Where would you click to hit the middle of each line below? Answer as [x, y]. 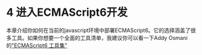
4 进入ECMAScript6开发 [67, 12]
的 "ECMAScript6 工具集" [37, 45]
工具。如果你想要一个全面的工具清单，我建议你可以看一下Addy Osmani [99, 37]
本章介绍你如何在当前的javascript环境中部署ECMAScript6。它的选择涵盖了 [99, 30]
